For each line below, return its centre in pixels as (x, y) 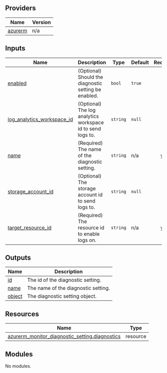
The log (87, 110)
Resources (22, 314)
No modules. (18, 366)
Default (140, 62)
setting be (89, 89)
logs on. (87, 240)
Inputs (15, 49)
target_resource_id (30, 228)
